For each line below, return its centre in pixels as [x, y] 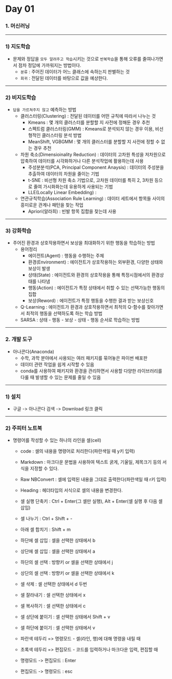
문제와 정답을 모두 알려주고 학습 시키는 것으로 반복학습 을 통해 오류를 [77, 59]
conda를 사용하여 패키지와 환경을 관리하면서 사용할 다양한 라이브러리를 [91, 371]
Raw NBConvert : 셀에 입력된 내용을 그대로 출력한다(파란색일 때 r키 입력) [93, 479]
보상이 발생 [39, 269]
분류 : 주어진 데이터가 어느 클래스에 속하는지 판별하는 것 [75, 71]
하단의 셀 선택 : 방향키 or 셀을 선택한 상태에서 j [67, 562]
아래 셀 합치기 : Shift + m [45, 530]
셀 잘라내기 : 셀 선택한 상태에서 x [53, 595]
